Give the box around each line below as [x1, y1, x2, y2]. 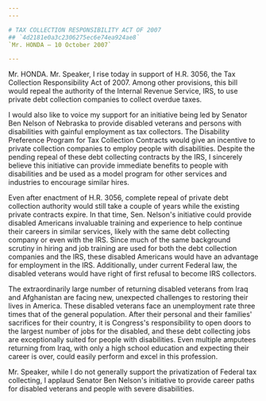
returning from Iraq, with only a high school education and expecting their [8, 343, 249, 353]
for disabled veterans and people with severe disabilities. [8, 384, 195, 394]
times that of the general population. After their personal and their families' [8, 310, 253, 319]
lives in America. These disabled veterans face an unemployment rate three [8, 301, 256, 310]
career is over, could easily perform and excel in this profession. [8, 352, 218, 361]
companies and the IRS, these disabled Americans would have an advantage [8, 252, 259, 262]
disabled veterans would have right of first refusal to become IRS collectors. [8, 269, 256, 279]
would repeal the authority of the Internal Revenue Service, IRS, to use [8, 87, 238, 96]
